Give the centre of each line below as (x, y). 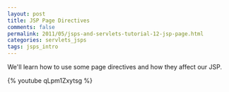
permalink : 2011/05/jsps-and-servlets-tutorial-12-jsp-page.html (105, 34)
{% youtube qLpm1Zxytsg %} (50, 81)
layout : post (27, 14)
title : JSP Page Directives (49, 21)
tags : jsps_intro (33, 47)
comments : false (31, 27)
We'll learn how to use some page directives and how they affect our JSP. (115, 67)
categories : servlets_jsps (47, 40)
